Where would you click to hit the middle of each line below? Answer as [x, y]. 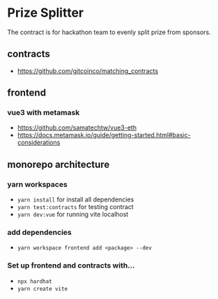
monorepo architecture [59, 164]
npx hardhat [34, 281]
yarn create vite [42, 289]
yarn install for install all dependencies [76, 199]
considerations [39, 143]
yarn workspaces [37, 184]
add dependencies [39, 233]
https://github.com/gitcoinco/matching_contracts [88, 70]
